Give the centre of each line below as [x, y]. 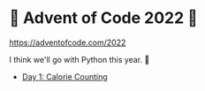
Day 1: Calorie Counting [65, 76]
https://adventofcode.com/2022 [68, 42]
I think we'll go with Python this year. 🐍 [80, 59]
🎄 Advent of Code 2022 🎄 [104, 18]
